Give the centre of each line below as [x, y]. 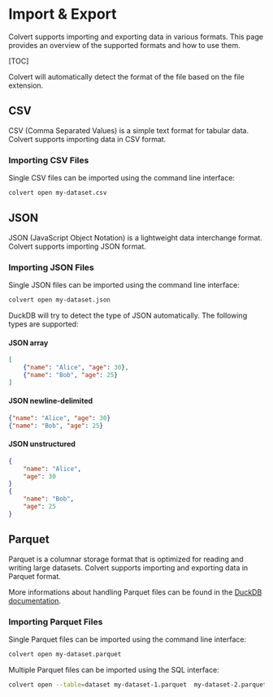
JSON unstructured [42, 444]
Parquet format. [35, 576]
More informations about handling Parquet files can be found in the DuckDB [135, 592]
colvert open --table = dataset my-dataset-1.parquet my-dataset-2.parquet [138, 684]
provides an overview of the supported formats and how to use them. [125, 45]
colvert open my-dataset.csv [58, 193]
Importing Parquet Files [56, 621]
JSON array [28, 343]
